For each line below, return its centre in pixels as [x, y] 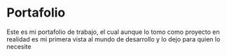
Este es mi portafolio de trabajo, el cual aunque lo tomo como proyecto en [113, 32]
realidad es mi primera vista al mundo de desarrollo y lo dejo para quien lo [113, 39]
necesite [19, 46]
